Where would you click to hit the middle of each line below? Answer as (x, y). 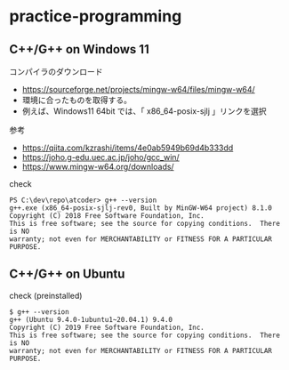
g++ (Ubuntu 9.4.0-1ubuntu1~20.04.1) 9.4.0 (91, 319)
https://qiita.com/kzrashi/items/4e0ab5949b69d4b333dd (128, 148)
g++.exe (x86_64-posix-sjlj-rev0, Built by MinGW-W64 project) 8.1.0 (141, 208)
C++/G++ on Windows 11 (79, 49)
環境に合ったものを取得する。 (76, 100)
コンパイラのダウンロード (56, 72)
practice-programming (96, 16)
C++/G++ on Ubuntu (67, 274)
